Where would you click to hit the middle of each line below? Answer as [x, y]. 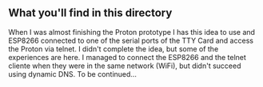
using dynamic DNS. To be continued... [73, 74]
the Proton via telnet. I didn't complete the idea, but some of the [114, 49]
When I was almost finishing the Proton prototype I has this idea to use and [132, 32]
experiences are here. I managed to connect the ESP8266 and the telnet [127, 57]
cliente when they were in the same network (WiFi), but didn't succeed [125, 66]
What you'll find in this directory [90, 13]
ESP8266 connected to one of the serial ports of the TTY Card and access [131, 40]
